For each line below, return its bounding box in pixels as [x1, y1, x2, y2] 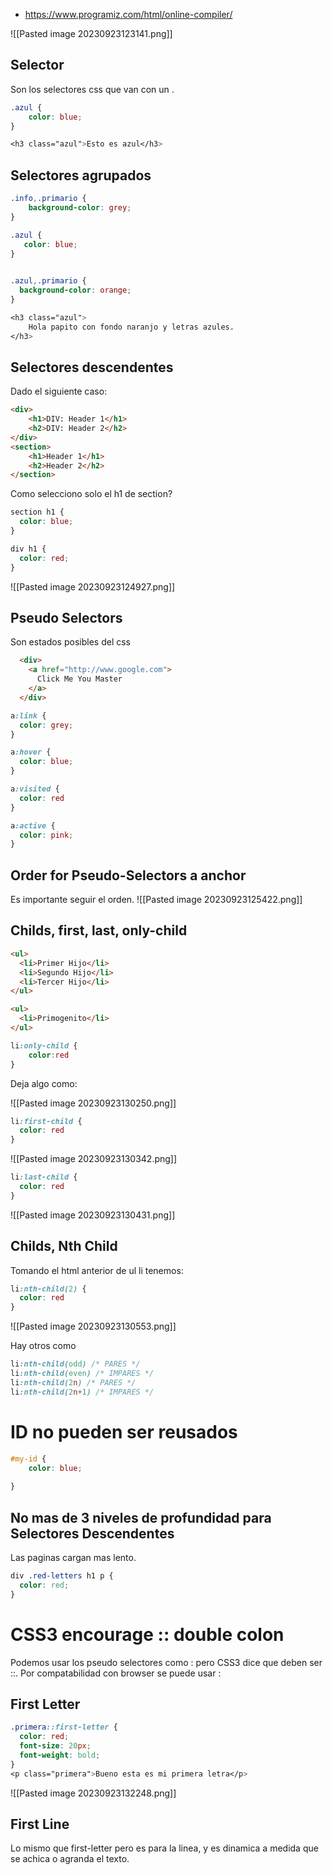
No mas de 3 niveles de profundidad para [10, 1509, 272, 1526]
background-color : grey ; [28, 203, 132, 213]
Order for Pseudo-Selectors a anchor [10, 867, 247, 884]
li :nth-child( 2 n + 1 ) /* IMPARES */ [10, 1387, 155, 1397]
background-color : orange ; [19, 285, 132, 296]
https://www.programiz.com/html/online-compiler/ [24, 9, 233, 20]
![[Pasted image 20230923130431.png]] [10, 1209, 176, 1221]
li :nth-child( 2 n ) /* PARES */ [10, 1377, 137, 1388]
